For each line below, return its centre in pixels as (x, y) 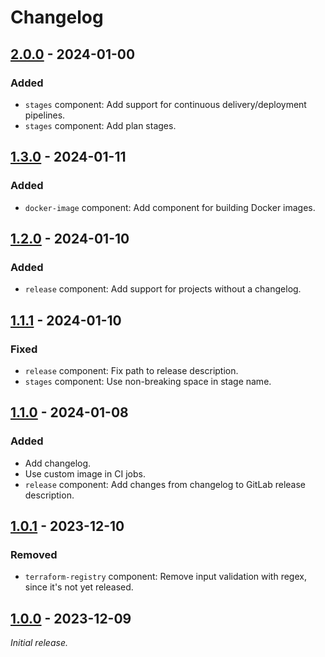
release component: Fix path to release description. (131, 370)
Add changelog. (58, 463)
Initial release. (39, 643)
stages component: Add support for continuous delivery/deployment (165, 104)
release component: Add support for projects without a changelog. (163, 289)
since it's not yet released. (79, 587)
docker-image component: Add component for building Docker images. (170, 207)
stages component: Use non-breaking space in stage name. (148, 381)
